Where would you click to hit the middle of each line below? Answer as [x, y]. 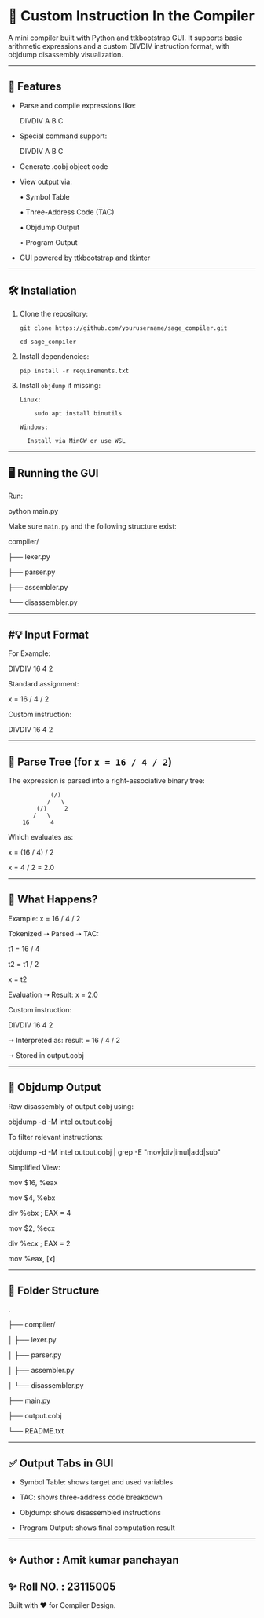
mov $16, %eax [33, 1182]
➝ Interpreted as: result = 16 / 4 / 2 [64, 1040]
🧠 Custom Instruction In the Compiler [132, 16]
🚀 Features [35, 87]
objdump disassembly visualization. [66, 54]
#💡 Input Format [48, 634]
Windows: [34, 427]
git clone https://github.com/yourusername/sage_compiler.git [123, 328]
